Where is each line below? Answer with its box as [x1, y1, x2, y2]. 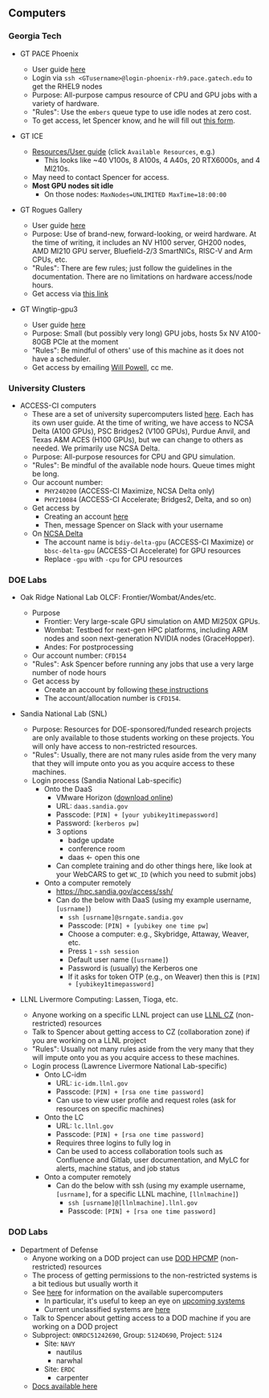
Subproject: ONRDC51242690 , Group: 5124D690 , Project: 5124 [31, 1330, 222, 1339]
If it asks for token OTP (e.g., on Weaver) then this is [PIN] [67, 972, 261, 982]
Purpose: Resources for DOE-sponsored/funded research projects [31, 724, 251, 734]
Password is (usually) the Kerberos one [67, 964, 198, 973]
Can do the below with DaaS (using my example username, [55, 895, 251, 905]
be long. [31, 469, 59, 479]
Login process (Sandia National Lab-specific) [31, 776, 182, 785]
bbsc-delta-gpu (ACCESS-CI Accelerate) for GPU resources [43, 545, 242, 555]
